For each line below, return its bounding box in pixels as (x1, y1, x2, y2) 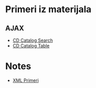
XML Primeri (12, 77, 39, 83)
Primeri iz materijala (5, 4, 91, 15)
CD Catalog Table (12, 43, 50, 49)
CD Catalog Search (12, 37, 53, 43)
